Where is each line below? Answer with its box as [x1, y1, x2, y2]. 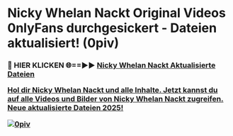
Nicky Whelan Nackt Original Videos [7, 5, 227, 21]
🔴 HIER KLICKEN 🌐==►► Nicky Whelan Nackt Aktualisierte [7, 60, 216, 70]
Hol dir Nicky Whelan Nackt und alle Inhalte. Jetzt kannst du [7, 85, 218, 95]
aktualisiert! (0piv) [7, 35, 119, 51]
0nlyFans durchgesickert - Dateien [7, 20, 217, 36]
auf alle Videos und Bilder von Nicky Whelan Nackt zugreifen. [7, 94, 224, 104]
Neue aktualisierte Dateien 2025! [7, 103, 124, 113]
